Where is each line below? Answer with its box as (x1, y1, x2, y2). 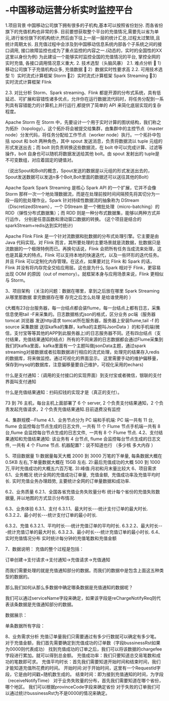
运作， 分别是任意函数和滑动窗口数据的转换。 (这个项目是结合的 (9, 216, 142, 222)
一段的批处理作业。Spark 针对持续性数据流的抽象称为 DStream (9, 197, 139, 203)
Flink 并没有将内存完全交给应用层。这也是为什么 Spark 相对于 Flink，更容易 (5, 264, 161, 270)
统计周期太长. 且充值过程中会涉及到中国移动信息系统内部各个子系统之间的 (5, 41, 157, 47)
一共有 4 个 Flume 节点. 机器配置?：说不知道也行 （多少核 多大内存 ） (12, 442, 156, 448)
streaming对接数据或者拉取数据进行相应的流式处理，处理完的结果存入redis (5, 348, 160, 355)
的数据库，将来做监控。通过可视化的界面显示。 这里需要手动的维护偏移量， (5, 355, 161, 361)
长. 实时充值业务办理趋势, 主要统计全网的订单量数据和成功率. (5, 478, 131, 484)
